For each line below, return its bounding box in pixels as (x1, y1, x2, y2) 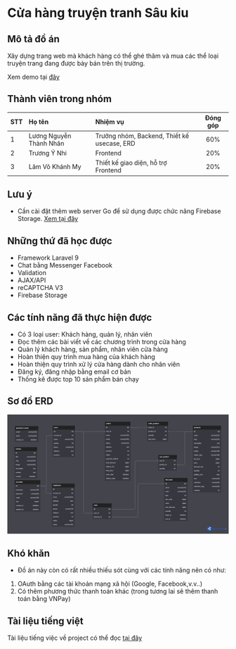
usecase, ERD (95, 139, 136, 147)
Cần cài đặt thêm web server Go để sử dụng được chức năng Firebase (17, 207, 221, 215)
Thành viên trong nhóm (7, 93, 112, 105)
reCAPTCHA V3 (17, 284, 63, 292)
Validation (17, 269, 47, 277)
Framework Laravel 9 (17, 253, 79, 262)
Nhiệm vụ (95, 118, 124, 126)
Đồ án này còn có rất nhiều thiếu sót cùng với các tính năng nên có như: (17, 566, 226, 574)
